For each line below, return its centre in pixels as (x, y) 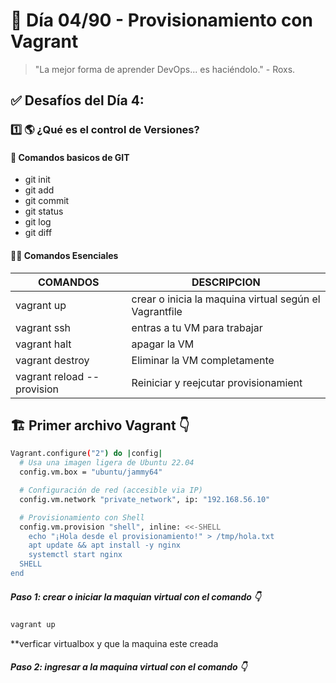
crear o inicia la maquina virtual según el (226, 299)
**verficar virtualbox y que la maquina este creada (114, 643)
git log (38, 222)
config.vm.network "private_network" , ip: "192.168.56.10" (145, 499)
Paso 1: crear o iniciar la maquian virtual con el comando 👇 (136, 596)
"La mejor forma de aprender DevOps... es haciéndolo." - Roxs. (165, 69)
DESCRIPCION (226, 282)
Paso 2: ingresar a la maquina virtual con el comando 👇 (129, 667)
